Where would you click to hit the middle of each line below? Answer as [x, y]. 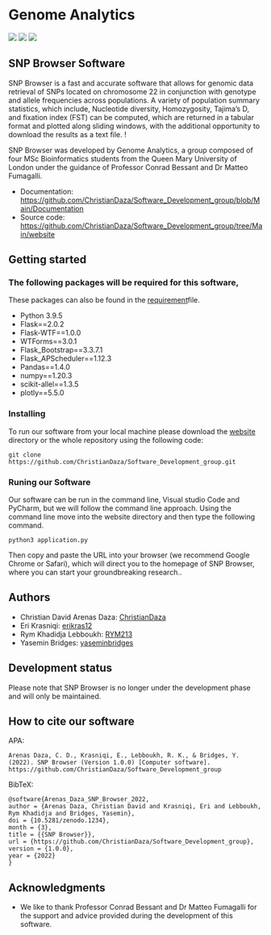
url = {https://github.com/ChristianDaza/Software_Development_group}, [131, 842]
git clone [25, 455]
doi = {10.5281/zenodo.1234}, [59, 820]
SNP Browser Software [67, 63]
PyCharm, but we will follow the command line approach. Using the [120, 508]
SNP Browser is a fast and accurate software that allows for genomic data [131, 83]
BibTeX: [21, 785]
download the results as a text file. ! [67, 134]
